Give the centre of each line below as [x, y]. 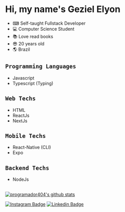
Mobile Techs [26, 136]
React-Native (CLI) [32, 148]
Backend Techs [27, 168]
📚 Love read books [33, 36]
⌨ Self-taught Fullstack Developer [49, 23]
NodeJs [21, 179]
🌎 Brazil [21, 49]
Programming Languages [41, 66]
